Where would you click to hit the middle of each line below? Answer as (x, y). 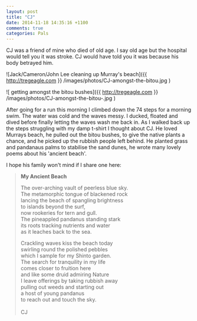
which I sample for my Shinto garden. (66, 256)
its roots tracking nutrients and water (65, 225)
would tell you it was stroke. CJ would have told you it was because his (92, 57)
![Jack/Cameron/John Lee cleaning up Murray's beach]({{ (77, 74)
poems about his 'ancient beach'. (47, 153)
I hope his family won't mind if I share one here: (64, 165)
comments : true (25, 28)
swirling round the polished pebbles (64, 250)
